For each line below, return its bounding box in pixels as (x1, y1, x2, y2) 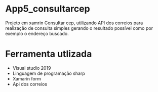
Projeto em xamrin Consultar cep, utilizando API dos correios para (5, 20, 143, 26)
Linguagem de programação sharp (12, 70, 85, 76)
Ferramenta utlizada (5, 49, 92, 60)
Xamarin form (12, 75, 42, 81)
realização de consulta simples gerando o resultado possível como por (5, 25, 153, 31)
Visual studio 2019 (12, 65, 51, 71)
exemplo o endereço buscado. (5, 30, 69, 36)
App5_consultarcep (5, 3, 90, 15)
